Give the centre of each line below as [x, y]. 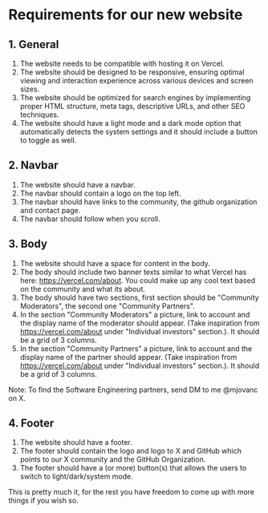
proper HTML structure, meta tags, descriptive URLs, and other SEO [132, 106]
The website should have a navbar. [78, 184]
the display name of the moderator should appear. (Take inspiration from [140, 323]
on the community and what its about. [83, 289]
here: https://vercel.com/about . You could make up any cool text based [137, 280]
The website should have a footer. [76, 442]
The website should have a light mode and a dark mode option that [130, 123]
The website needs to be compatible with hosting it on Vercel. [122, 63]
